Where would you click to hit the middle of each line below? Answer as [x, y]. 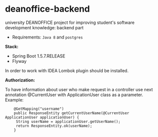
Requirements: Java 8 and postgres [47, 37]
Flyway [19, 61]
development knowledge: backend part [44, 27]
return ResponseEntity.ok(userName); [54, 126]
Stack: [12, 46]
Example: [14, 100]
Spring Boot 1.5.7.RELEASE [39, 56]
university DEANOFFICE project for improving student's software [70, 22]
